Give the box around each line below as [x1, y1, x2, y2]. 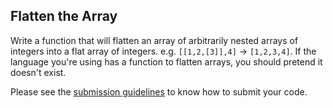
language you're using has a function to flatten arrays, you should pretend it [10, 55, 323, 68]
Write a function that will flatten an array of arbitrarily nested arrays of [10, 34, 299, 46]
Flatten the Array [10, 8, 118, 25]
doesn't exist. [10, 66, 67, 78]
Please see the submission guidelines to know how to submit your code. [10, 85, 308, 98]
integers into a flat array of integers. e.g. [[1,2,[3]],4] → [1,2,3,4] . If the [10, 45, 317, 57]
